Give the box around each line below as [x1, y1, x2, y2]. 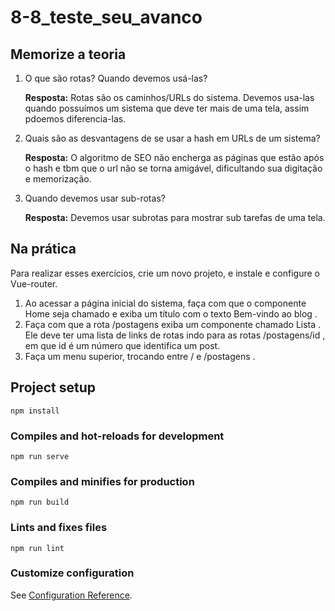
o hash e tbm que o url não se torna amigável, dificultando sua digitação [24, 162, 323, 174]
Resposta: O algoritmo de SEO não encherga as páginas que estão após [24, 152, 325, 163]
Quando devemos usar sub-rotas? [24, 192, 166, 204]
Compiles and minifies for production [10, 474, 195, 488]
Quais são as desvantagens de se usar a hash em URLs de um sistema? [24, 132, 321, 144]
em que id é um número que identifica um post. [24, 339, 221, 351]
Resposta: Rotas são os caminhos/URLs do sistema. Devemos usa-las [24, 92, 315, 103]
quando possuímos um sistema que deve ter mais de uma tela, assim [24, 102, 310, 114]
